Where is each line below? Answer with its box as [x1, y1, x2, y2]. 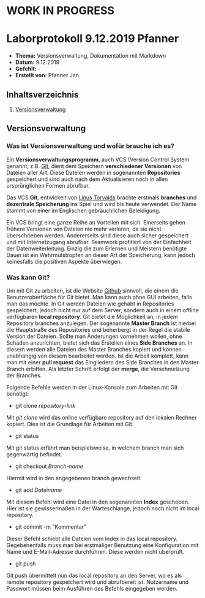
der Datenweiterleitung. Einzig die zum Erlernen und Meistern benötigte [6, 245, 187, 252]
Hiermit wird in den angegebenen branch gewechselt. [6, 474, 142, 481]
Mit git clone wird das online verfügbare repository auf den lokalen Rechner [6, 413, 197, 421]
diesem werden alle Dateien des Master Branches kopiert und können [6, 345, 182, 353]
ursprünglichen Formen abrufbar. [6, 182, 90, 189]
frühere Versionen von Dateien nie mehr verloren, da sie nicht [6, 225, 162, 232]
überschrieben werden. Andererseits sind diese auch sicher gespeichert [6, 231, 188, 239]
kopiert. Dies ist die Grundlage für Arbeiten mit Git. [6, 420, 134, 427]
